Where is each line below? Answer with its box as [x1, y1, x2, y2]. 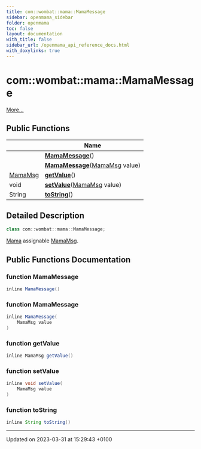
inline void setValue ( [6, 381, 63, 387]
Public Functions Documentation [6, 254, 131, 265]
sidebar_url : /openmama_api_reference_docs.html [6, 43, 130, 48]
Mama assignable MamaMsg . [6, 237, 79, 244]
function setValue [6, 366, 59, 375]
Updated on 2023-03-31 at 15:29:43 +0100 [6, 435, 112, 443]
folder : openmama [6, 20, 50, 26]
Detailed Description [6, 210, 85, 220]
